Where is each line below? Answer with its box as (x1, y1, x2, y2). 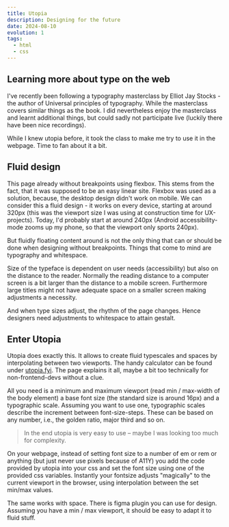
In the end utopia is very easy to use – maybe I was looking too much (23, 429, 219, 437)
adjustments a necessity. (7, 293, 77, 301)
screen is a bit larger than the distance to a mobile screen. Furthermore (7, 279, 207, 287)
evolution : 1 (7, 29, 44, 36)
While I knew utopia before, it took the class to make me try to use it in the (7, 134, 216, 142)
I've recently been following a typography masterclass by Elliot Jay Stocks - (7, 92, 221, 100)
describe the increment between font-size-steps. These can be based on (7, 409, 214, 417)
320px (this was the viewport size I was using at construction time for (7, 208, 204, 216)
